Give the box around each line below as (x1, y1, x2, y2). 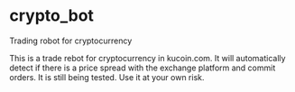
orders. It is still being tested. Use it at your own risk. (9, 71, 205, 82)
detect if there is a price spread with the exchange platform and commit (9, 62, 276, 73)
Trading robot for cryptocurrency (9, 35, 133, 46)
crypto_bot (9, 5, 95, 26)
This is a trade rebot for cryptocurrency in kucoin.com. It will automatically (9, 52, 286, 63)
